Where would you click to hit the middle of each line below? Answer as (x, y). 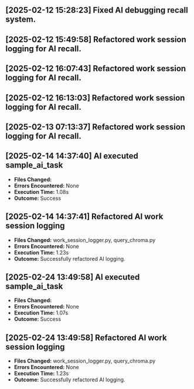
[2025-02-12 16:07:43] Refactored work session (96, 68)
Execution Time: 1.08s (41, 192)
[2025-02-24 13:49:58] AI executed (73, 277)
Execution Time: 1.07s (41, 313)
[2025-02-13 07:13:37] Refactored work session (96, 127)
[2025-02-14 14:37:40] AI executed (72, 156)
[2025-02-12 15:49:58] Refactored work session (96, 39)
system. (21, 20)
